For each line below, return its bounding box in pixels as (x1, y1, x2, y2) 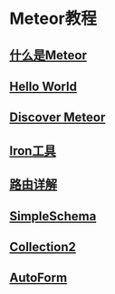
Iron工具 (9, 143, 56, 158)
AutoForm (9, 270, 68, 286)
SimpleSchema (9, 208, 97, 224)
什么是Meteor (9, 47, 88, 63)
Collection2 (9, 238, 77, 255)
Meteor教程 (9, 8, 98, 29)
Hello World (9, 78, 77, 94)
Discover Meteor (9, 110, 106, 126)
